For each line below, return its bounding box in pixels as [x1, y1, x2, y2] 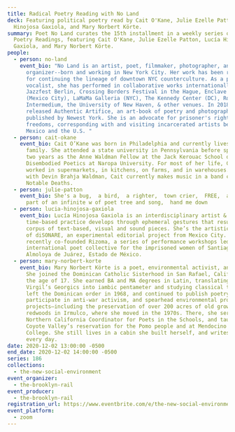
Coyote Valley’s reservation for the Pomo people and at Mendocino [25, 323, 227, 330]
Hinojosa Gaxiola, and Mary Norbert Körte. [13, 23, 142, 30]
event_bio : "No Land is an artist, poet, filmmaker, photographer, [20, 62, 220, 69]
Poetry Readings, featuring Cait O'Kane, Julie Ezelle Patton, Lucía [13, 36, 220, 43]
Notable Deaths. [25, 179, 73, 186]
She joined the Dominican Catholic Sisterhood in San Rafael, [25, 270, 211, 277]
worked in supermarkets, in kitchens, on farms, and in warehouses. [25, 166, 230, 174]
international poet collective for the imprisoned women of [25, 244, 205, 252]
